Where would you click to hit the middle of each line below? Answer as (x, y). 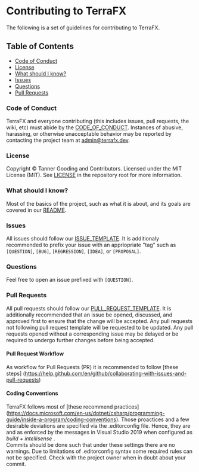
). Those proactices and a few (153, 419)
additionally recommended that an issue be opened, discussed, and (89, 315)
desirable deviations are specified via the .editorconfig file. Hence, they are (98, 425)
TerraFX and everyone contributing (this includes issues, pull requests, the (98, 121)
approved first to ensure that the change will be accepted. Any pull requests (99, 321)
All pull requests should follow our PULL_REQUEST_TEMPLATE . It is (89, 308)
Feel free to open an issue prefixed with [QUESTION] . (70, 280)
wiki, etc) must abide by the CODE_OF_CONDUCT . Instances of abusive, (95, 127)
